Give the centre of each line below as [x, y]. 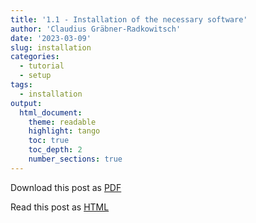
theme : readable [62, 122]
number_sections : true [75, 159]
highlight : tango [64, 131]
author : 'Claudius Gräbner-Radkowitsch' [96, 29]
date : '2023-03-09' [51, 38]
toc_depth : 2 [55, 150]
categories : [35, 57]
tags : [21, 85]
